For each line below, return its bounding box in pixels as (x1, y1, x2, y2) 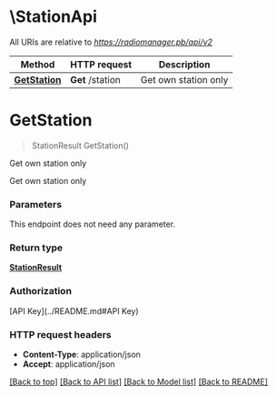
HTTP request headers (9, 328, 112, 340)
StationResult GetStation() (31, 139, 130, 151)
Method (20, 57, 55, 70)
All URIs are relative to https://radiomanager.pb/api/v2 (9, 36, 213, 47)
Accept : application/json (22, 359, 115, 370)
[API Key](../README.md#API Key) (9, 305, 139, 316)
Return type (9, 241, 64, 254)
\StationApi (9, 6, 98, 27)
